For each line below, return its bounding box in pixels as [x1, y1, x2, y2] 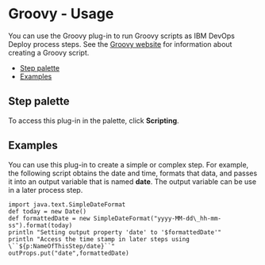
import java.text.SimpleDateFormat [8, 200, 126, 209]
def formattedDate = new [8, 214, 90, 222]
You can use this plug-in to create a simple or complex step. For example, [8, 159, 249, 169]
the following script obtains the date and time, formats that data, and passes [8, 168, 258, 178]
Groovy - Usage [8, 5, 114, 23]
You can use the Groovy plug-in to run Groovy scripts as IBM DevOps [8, 31, 236, 40]
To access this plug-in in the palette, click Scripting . [8, 116, 180, 125]
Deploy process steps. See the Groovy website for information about [8, 39, 232, 48]
